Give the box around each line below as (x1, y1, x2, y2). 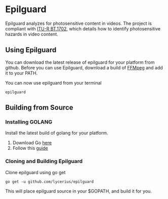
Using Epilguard (5, 46, 57, 54)
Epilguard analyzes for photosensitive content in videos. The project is (5, 20, 152, 26)
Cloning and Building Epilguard (5, 158, 83, 165)
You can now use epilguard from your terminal (5, 79, 102, 86)
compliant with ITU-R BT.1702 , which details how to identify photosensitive (5, 25, 161, 31)
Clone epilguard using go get (5, 169, 66, 175)
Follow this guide (12, 145, 48, 151)
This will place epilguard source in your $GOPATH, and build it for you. (5, 188, 152, 194)
